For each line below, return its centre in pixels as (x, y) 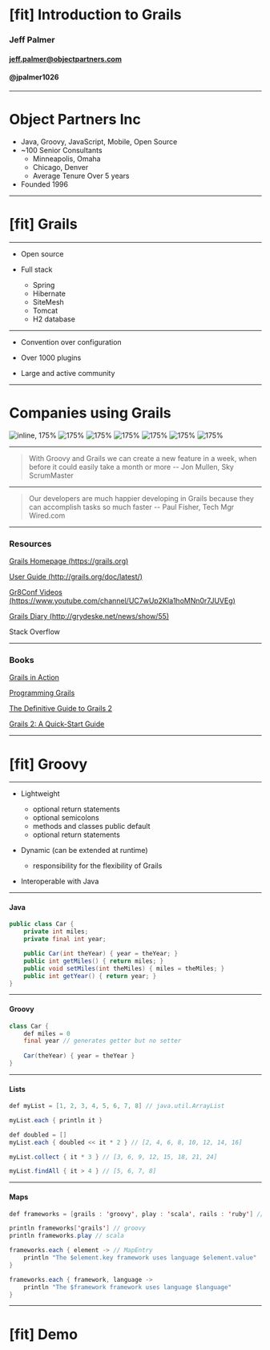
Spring (44, 285)
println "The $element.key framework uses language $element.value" (140, 1258)
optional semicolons (66, 818)
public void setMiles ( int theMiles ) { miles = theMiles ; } (124, 968)
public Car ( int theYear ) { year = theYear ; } (101, 954)
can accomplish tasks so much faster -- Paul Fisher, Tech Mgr (131, 507)
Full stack (36, 269)
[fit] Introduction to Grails (95, 15)
